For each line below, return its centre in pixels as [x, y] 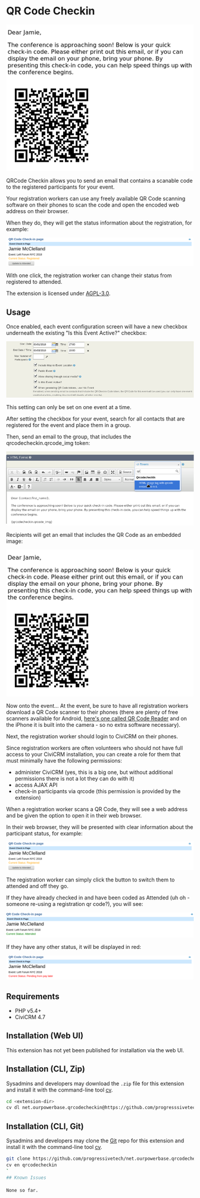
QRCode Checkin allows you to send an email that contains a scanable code [99, 181]
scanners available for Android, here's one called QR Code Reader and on [97, 718]
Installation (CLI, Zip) [46, 1069]
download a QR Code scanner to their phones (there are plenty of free [92, 712]
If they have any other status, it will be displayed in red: [74, 947]
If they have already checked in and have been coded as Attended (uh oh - [98, 898]
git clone [18, 1159]
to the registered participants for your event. [60, 187]
